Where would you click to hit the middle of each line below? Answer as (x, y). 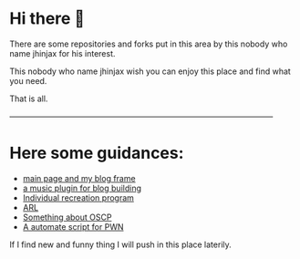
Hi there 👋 (47, 19)
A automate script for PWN (73, 226)
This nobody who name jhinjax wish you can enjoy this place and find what (150, 71)
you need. (28, 80)
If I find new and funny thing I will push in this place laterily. (121, 244)
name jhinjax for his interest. (62, 53)
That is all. (29, 98)
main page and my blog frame (79, 178)
